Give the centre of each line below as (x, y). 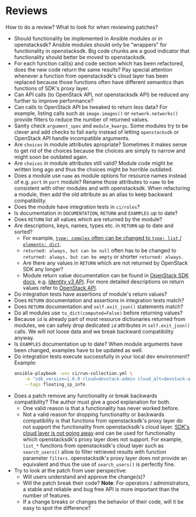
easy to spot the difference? (57, 508)
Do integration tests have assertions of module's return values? (91, 294)
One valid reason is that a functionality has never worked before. (101, 408)
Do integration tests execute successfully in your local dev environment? (102, 356)
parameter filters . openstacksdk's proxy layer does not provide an (105, 458)
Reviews (27, 11)
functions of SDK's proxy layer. (51, 88)
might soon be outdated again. (51, 157)
